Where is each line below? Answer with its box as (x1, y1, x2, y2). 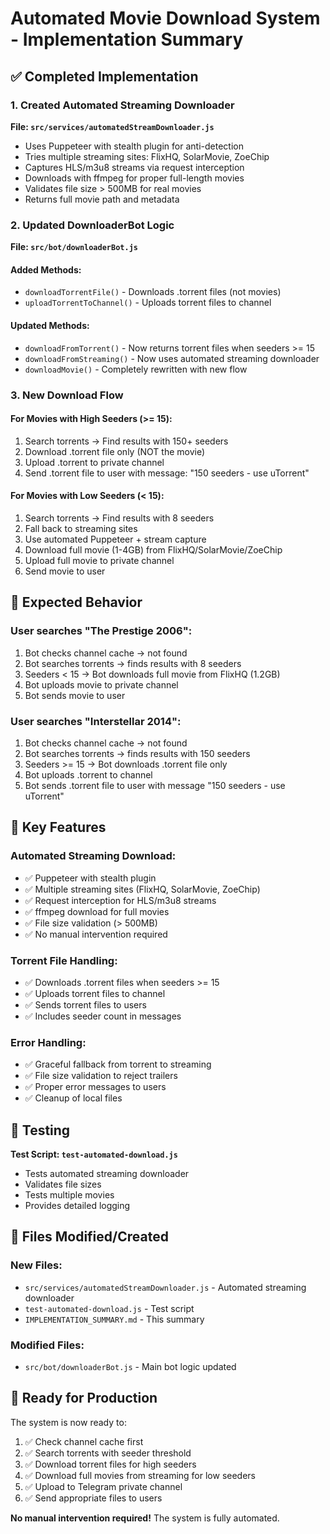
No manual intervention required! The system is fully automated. (10, 1512, 280, 1524)
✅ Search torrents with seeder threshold (24, 1447, 192, 1459)
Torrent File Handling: (10, 953, 118, 967)
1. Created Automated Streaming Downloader (10, 98, 235, 112)
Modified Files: (10, 1338, 85, 1352)
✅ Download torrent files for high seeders (24, 1458, 197, 1470)
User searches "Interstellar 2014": (10, 714, 182, 728)
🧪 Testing (10, 1122, 71, 1139)
